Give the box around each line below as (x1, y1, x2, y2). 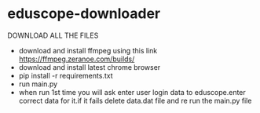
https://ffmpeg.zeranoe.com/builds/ (18, 54, 135, 64)
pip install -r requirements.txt (18, 71, 113, 80)
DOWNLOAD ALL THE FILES (7, 31, 99, 40)
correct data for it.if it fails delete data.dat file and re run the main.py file (18, 96, 252, 105)
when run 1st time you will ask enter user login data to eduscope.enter (18, 87, 247, 97)
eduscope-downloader (7, 5, 161, 23)
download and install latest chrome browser (18, 62, 161, 71)
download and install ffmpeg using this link (18, 46, 158, 55)
